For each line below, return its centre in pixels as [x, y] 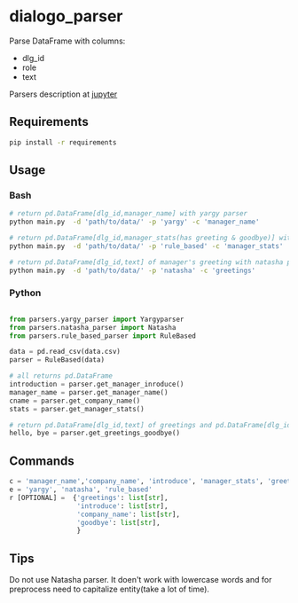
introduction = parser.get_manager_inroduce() [97, 384]
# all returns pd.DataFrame [61, 376]
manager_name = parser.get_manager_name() [89, 392]
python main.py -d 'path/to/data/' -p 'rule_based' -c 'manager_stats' [146, 246]
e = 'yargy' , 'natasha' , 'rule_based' [81, 489]
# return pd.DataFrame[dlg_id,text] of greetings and [111, 425]
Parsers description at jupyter [63, 94]
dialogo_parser [66, 16]
